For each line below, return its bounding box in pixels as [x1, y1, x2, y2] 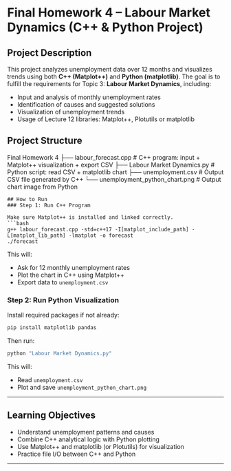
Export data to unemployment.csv [16, 278, 109, 286]
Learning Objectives [7, 410, 96, 421]
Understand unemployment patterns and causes [16, 428, 155, 436]
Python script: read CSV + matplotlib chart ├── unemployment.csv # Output [7, 167, 224, 176]
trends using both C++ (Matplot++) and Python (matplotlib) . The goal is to [7, 72, 221, 81]
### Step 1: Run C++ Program [7, 202, 91, 209]
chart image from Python [7, 182, 78, 191]
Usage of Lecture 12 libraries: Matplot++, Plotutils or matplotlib [16, 115, 195, 123]
